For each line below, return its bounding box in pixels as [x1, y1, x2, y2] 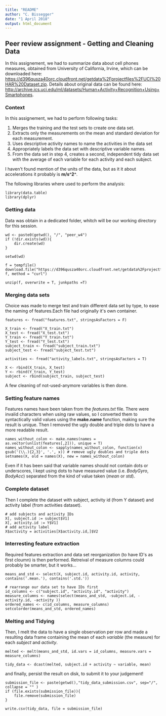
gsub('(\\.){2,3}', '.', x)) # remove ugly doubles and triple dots [5, 450, 149, 455]
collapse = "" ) [5, 685, 39, 690]
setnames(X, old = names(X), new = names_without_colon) [5, 454, 125, 459]
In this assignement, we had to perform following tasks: [5, 115, 118, 121]
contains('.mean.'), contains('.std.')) [5, 576, 90, 581]
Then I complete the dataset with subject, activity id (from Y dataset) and [5, 497, 154, 503]
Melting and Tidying [5, 618, 54, 624]
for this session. [5, 223, 38, 229]
